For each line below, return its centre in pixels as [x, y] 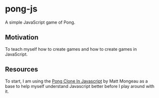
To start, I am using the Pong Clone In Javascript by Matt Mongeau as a [76, 81]
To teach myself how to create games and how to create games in [71, 49]
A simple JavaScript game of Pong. [40, 22]
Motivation [22, 37]
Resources [22, 69]
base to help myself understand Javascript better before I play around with [80, 86]
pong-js [21, 9]
